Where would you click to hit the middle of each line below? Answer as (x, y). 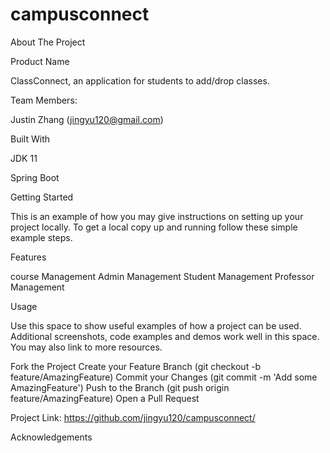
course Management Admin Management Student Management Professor (162, 276)
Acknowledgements (51, 437)
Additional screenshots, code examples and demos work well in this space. (165, 336)
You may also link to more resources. (86, 347)
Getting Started (42, 197)
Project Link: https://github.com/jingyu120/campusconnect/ (133, 417)
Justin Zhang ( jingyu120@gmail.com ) (87, 119)
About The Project (48, 42)
